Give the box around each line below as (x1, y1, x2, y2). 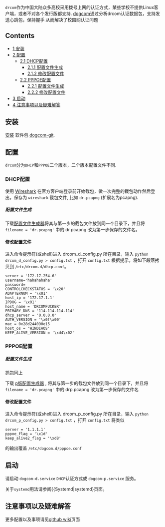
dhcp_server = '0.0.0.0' (5, 313, 57, 318)
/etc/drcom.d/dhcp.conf (14, 264, 65, 269)
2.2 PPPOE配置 (19, 76, 51, 82)
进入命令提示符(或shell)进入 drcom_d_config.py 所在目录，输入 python (5, 251, 149, 257)
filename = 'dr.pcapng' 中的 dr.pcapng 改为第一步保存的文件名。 (5, 226, 141, 232)
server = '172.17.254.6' (5, 273, 57, 278)
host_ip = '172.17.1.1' (5, 295, 55, 300)
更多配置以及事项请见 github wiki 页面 (5, 516, 80, 522)
